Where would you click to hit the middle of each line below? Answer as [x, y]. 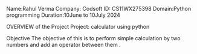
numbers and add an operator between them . [63, 45]
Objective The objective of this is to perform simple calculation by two [93, 38]
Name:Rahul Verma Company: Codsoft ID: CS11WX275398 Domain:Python [99, 9]
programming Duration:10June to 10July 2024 [63, 15]
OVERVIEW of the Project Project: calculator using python [78, 27]
